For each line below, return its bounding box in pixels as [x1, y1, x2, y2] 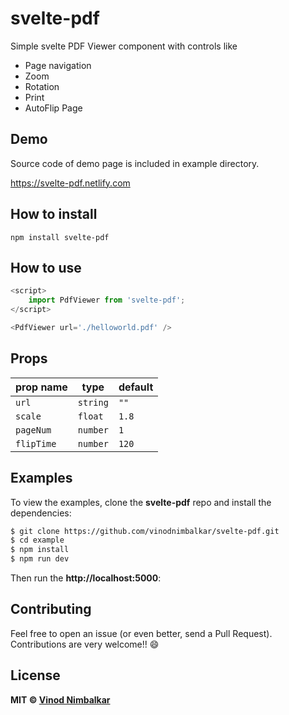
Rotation [24, 80, 60, 92]
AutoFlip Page [24, 102, 83, 114]
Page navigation [24, 59, 92, 71]
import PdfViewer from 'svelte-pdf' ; [28, 295, 186, 306]
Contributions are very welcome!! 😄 [10, 638, 160, 650]
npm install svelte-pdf [10, 232, 110, 242]
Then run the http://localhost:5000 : [10, 572, 162, 584]
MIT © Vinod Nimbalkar [10, 693, 111, 706]
